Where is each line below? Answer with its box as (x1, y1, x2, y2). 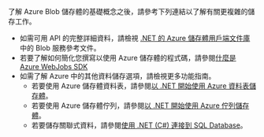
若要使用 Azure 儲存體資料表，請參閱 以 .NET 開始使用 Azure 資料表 (31, 81, 250, 91)
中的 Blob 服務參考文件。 (19, 43, 101, 53)
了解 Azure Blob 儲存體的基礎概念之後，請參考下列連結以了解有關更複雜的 (8, 7, 248, 16)
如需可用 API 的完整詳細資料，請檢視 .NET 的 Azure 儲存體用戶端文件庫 (19, 34, 251, 43)
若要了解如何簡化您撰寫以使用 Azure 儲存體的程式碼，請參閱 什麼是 (19, 54, 236, 62)
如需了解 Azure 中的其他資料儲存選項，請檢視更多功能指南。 (19, 72, 216, 80)
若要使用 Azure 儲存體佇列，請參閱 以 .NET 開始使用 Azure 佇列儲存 (31, 101, 250, 110)
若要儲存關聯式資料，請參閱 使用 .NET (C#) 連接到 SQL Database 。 (31, 120, 247, 130)
